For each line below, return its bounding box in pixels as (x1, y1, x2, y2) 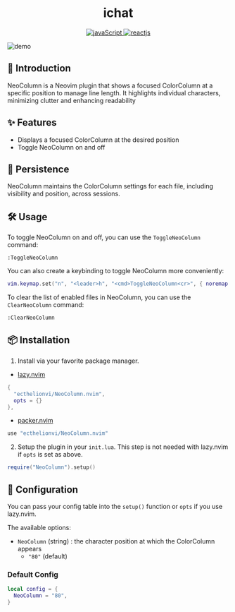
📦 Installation (7, 334, 70, 347)
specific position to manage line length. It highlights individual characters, (7, 88, 221, 97)
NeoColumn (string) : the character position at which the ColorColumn (17, 536, 215, 545)
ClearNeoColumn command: (7, 301, 84, 309)
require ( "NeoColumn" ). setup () (7, 464, 96, 471)
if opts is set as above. (17, 450, 83, 459)
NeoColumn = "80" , (13, 592, 68, 599)
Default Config (7, 570, 58, 580)
